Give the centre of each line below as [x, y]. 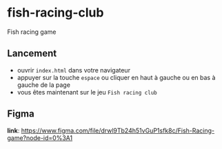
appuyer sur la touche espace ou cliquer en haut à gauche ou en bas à [116, 77]
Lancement [32, 53]
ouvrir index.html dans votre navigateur [74, 70]
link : [13, 130]
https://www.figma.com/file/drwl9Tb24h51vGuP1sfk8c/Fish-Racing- [118, 130]
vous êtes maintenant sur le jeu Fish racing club [87, 92]
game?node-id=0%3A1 [40, 138]
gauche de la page [44, 85]
